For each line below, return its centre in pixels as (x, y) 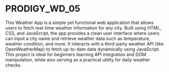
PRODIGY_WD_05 (43, 9)
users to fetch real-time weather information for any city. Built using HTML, (83, 27)
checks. (13, 65)
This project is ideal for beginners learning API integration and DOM (76, 54)
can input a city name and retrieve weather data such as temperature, (78, 38)
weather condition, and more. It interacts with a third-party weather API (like (85, 43)
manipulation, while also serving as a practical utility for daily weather (78, 59)
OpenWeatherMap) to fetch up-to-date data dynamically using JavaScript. (83, 49)
